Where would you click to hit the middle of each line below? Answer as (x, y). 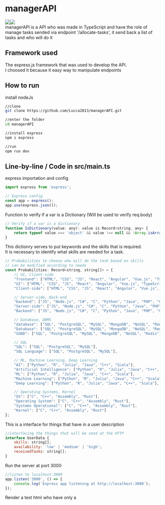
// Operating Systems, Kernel (45, 392)
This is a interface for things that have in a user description (65, 424)
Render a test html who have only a (41, 498)
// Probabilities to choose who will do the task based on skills (74, 261)
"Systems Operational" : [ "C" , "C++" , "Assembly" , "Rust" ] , (76, 406)
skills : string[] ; (33, 443)
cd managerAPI (20, 124)
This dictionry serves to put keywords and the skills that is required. (74, 247)
